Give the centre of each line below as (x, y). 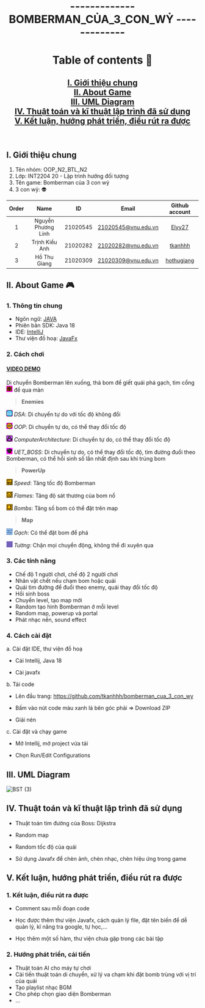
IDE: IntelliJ (29, 332)
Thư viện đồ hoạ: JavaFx (46, 338)
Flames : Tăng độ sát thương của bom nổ (65, 495)
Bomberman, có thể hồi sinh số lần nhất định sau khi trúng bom (86, 458)
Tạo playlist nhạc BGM (43, 987)
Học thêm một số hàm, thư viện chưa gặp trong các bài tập (89, 939)
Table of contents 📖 (103, 60)
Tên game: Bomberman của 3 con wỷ (62, 182)
